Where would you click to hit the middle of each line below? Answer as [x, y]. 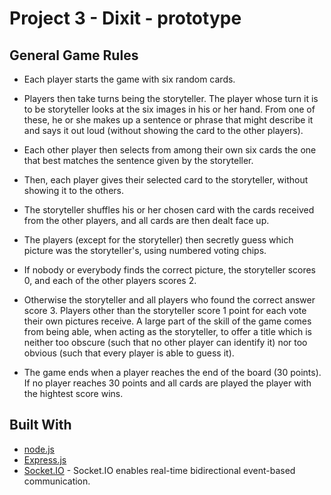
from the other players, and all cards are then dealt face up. [146, 220]
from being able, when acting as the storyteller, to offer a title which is [167, 331]
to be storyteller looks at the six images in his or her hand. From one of [169, 109]
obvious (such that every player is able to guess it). [129, 353]
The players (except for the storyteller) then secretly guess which [158, 240]
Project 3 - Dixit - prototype [125, 18]
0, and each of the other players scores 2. [110, 280]
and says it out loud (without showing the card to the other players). [163, 130]
